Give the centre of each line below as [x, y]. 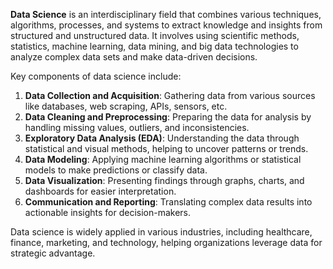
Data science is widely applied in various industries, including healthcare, [161, 232]
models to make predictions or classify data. [116, 170]
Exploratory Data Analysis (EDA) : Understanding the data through [162, 138]
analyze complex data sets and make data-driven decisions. [134, 57]
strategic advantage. [53, 253]
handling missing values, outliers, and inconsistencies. [137, 127]
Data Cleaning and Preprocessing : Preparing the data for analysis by [168, 117]
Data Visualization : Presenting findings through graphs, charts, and [164, 180]
